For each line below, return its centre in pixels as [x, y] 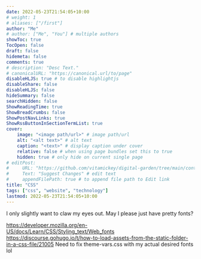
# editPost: [21, 163]
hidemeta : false [26, 56]
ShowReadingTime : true [34, 107]
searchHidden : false [32, 101]
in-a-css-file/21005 [30, 244]
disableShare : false [32, 85]
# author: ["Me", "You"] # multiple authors [63, 34]
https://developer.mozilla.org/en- [47, 225]
